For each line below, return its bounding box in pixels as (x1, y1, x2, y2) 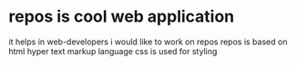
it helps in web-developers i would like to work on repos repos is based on (8, 36, 288, 47)
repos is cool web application (8, 6, 235, 27)
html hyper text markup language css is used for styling (8, 45, 218, 56)
